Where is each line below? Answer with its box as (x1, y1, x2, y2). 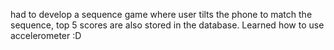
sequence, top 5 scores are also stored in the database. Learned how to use (10, 19, 325, 31)
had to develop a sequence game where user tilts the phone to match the (10, 9, 313, 20)
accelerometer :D (10, 30, 82, 41)
